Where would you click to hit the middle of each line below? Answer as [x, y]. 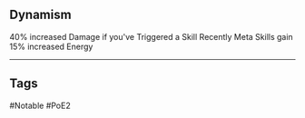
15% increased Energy [51, 46]
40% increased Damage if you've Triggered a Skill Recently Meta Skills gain [151, 36]
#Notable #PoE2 [40, 105]
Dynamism [40, 15]
